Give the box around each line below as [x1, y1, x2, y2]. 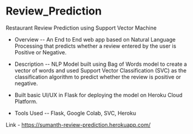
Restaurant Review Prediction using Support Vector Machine [5, 24, 157, 31]
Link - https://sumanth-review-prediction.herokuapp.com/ [5, 121, 151, 128]
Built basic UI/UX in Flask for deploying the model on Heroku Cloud [14, 91, 183, 98]
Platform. [14, 98, 38, 105]
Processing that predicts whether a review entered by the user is [14, 42, 177, 49]
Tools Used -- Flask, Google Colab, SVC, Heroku [14, 109, 137, 116]
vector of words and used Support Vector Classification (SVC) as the [14, 66, 187, 74]
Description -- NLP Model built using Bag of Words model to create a [14, 60, 188, 68]
